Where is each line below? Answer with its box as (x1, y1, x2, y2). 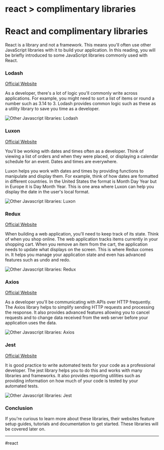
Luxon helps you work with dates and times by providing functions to (5, 168, 144, 174)
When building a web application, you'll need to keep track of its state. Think (5, 231, 159, 237)
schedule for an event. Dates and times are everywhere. (5, 158, 118, 164)
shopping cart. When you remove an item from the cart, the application (5, 241, 148, 247)
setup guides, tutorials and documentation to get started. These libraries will (5, 421, 159, 427)
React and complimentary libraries (5, 26, 148, 37)
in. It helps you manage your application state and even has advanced (5, 252, 146, 257)
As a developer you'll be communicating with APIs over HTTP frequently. (5, 299, 151, 305)
